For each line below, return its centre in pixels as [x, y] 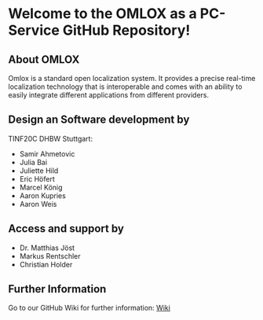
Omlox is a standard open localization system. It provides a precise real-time [132, 78]
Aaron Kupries [43, 195]
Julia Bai [33, 162]
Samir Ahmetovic [47, 153]
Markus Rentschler [50, 256]
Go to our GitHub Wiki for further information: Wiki [89, 308]
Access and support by [66, 229]
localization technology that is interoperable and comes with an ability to [125, 86]
